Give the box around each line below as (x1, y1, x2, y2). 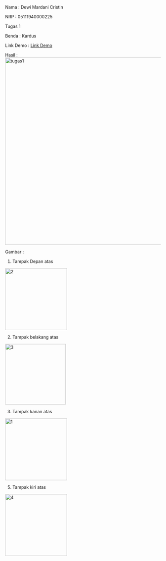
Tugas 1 (5, 23, 21, 29)
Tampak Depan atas (12, 259, 53, 264)
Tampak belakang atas (12, 334, 59, 340)
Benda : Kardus (5, 33, 37, 39)
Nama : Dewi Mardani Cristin (5, 4, 63, 10)
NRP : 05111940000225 (5, 14, 53, 19)
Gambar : (5, 249, 24, 255)
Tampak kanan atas (12, 409, 52, 414)
